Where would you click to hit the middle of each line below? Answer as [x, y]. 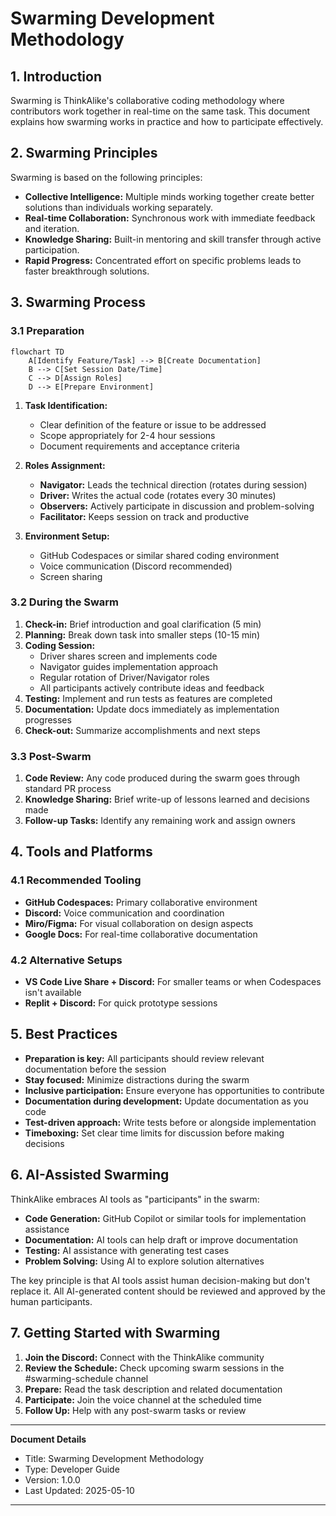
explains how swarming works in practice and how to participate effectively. [167, 121]
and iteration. [52, 228]
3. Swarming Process [78, 302]
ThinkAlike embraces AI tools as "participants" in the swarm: [135, 1199]
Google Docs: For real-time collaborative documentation [141, 934]
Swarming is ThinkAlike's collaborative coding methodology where [147, 100]
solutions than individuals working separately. [119, 207]
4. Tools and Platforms [81, 852]
